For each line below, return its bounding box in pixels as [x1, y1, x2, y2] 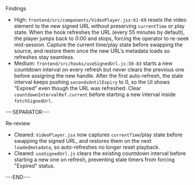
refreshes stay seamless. [13, 54, 75, 60]
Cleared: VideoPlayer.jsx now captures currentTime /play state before [13, 131, 183, 138]
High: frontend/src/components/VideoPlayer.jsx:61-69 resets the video [13, 16, 187, 23]
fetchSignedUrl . [13, 97, 53, 104]
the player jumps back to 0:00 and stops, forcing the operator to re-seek [13, 35, 189, 42]
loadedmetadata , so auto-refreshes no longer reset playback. [13, 143, 160, 150]
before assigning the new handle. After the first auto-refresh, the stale [13, 73, 183, 79]
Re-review [5, 120, 30, 126]
